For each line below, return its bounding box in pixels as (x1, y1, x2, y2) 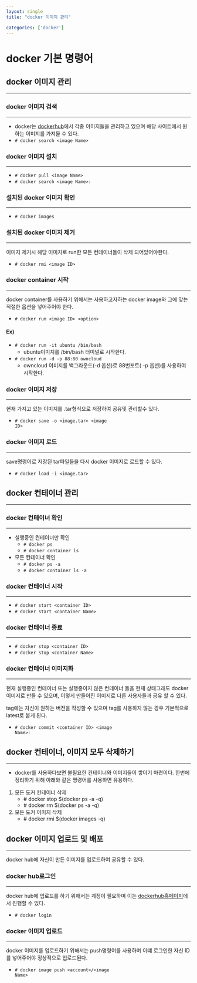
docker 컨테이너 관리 (6, 488, 79, 498)
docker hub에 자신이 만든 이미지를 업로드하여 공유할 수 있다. (6, 856, 145, 863)
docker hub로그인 (6, 872, 56, 880)
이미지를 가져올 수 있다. (25, 130, 79, 137)
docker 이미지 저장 (6, 385, 57, 393)
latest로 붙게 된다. (6, 711, 48, 719)
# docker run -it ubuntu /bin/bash (14, 343, 102, 349)
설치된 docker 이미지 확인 (6, 193, 75, 201)
